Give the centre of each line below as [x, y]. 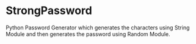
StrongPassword [49, 11]
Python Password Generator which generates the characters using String [98, 28]
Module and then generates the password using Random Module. [88, 34]
